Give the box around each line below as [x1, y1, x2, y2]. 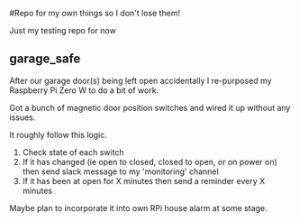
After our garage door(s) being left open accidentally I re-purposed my [9, 75, 272, 86]
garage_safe [9, 51, 81, 67]
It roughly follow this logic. [9, 129, 108, 140]
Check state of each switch [22, 146, 124, 157]
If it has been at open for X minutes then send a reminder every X [22, 175, 266, 186]
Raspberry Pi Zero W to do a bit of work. [9, 85, 159, 96]
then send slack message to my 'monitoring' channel [22, 166, 219, 177]
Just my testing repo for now [9, 25, 117, 35]
